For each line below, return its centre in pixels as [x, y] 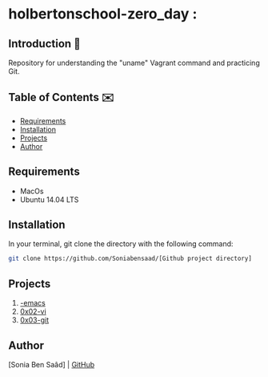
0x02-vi [33, 312]
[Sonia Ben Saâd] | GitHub [52, 364]
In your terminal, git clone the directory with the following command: [121, 244]
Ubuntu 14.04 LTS [49, 199]
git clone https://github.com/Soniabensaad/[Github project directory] [130, 259]
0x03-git [34, 320]
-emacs [32, 303]
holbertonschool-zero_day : [103, 14]
